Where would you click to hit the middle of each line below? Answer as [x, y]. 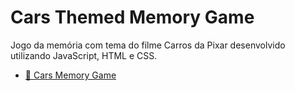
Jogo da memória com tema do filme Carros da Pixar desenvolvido [148, 45]
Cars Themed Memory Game [132, 17]
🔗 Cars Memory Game [70, 75]
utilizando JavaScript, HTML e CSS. [84, 55]
